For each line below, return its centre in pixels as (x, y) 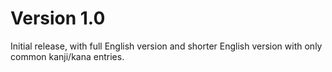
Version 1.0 (58, 18)
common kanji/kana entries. (67, 56)
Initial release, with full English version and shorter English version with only (166, 46)
